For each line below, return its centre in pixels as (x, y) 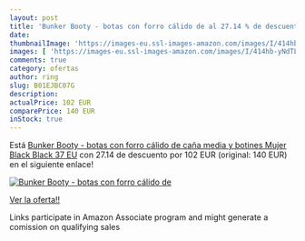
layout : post (34, 18)
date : (20, 35)
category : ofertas (44, 69)
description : (34, 94)
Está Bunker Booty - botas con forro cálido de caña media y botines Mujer (148, 146)
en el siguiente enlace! (51, 165)
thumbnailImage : (40, 43)
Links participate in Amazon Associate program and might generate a (139, 217)
